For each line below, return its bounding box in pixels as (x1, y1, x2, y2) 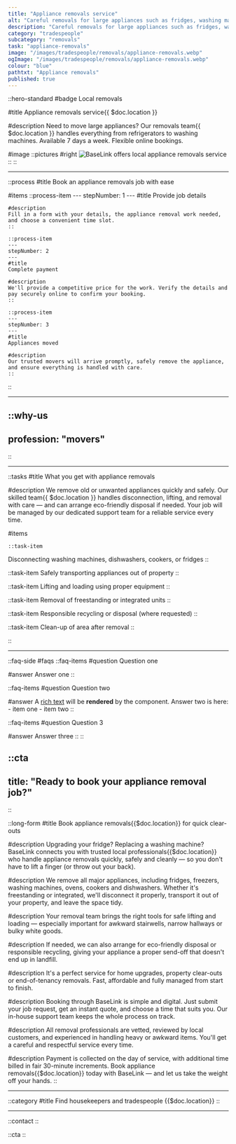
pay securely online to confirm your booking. (8, 291, 146, 298)
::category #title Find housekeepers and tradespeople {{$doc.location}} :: (8, 1096, 220, 1105)
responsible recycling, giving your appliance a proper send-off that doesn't (8, 947, 225, 956)
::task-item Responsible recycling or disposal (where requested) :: (8, 609, 198, 617)
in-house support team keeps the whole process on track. (8, 1012, 176, 1020)
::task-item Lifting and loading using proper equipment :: (8, 582, 170, 591)
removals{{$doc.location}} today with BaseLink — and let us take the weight (8, 1069, 228, 1077)
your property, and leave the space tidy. (8, 898, 123, 907)
